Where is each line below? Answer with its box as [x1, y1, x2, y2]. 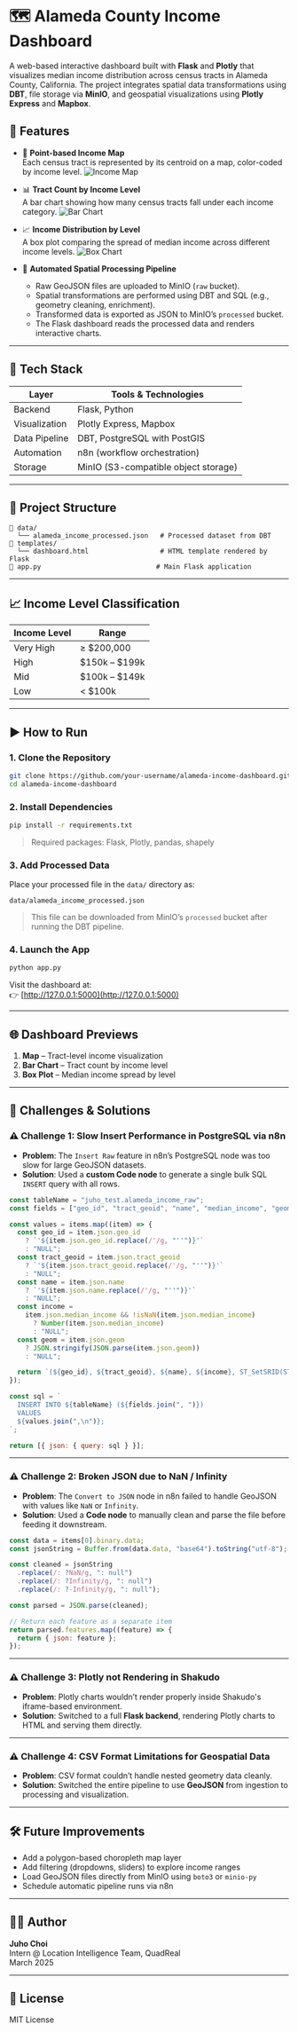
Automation [13, 446, 62, 459]
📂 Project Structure [9, 500, 117, 515]
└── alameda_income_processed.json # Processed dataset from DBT [17, 532, 272, 540]
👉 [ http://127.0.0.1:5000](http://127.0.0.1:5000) [9, 989, 179, 1000]
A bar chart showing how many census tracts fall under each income [21, 196, 274, 208]
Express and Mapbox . [9, 98, 91, 108]
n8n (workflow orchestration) [76, 446, 200, 459]
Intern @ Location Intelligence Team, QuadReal [9, 1948, 181, 1958]
